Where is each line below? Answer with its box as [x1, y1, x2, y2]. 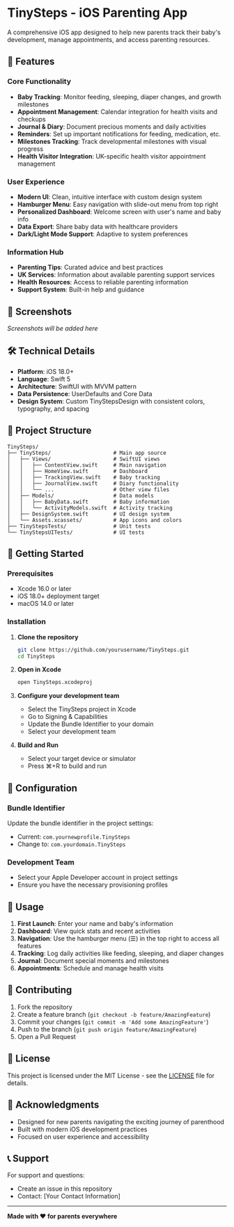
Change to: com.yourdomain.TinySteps [17, 840, 126, 848]
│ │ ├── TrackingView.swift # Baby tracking [7, 474, 160, 481]
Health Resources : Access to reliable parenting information [17, 278, 189, 286]
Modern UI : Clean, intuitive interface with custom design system [17, 192, 203, 201]
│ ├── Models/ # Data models [7, 492, 155, 499]
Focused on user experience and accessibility [17, 1132, 150, 1140]
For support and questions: [7, 1171, 85, 1179]
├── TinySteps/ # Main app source [7, 449, 167, 456]
